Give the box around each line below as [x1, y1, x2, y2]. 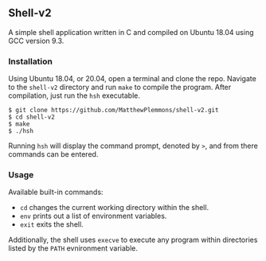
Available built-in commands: [8, 187, 104, 197]
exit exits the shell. [19, 220, 84, 229]
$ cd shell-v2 [8, 113, 56, 122]
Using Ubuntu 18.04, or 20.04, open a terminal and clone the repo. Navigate [8, 74, 256, 84]
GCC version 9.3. [8, 36, 65, 45]
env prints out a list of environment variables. [19, 211, 167, 221]
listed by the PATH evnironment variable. [8, 243, 138, 253]
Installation [8, 56, 53, 67]
